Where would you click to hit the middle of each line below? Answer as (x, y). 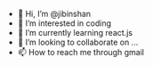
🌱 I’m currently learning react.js (75, 33)
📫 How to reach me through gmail (81, 52)
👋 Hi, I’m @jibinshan (54, 14)
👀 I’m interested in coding (64, 23)
